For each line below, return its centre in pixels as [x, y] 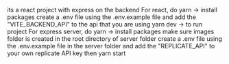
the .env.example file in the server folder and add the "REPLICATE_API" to [111, 46]
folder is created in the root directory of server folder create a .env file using [115, 39]
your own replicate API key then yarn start [67, 53]
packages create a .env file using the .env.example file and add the [102, 17]
